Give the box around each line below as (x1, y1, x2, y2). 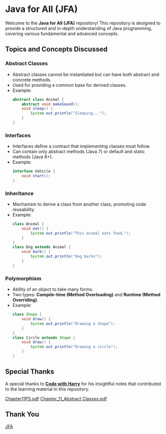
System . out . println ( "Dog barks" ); (30, 254, 102, 259)
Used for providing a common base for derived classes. (12, 82, 127, 88)
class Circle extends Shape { (12, 335, 76, 340)
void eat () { (21, 226, 49, 231)
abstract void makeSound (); (21, 101, 80, 107)
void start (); (21, 174, 51, 179)
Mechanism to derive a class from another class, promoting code (12, 201, 146, 208)
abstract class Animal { (12, 97, 64, 102)
